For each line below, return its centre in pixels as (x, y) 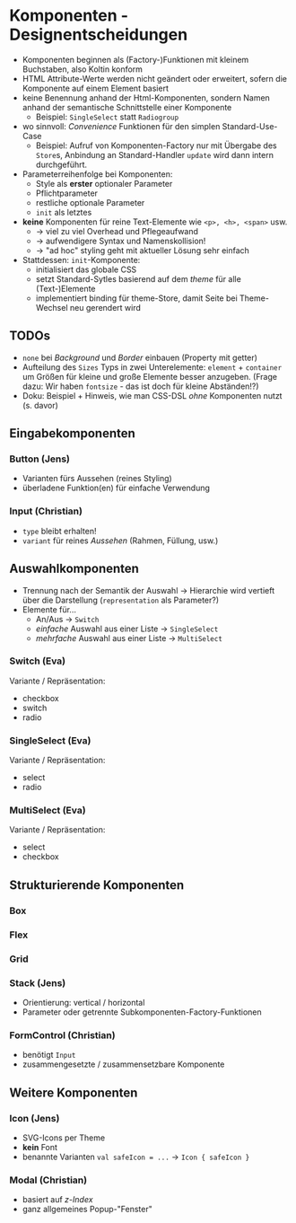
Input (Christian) (46, 511)
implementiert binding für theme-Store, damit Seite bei (136, 298)
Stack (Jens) (38, 982)
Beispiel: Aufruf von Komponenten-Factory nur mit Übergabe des (156, 145)
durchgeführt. (61, 164)
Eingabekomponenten (73, 433)
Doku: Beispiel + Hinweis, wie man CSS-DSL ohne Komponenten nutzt (152, 395)
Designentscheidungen (99, 35)
